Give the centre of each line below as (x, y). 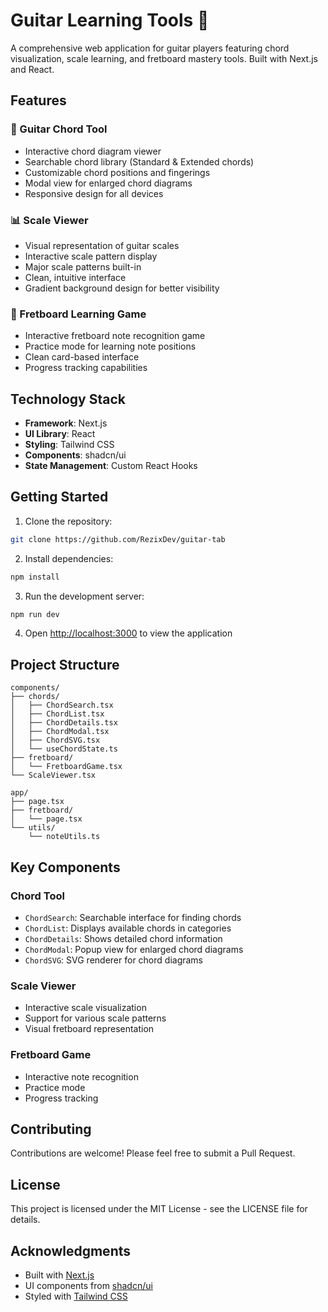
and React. (32, 69)
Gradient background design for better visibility (122, 288)
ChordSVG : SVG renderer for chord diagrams (114, 960)
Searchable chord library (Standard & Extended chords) (139, 161)
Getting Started (59, 497)
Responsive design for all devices (94, 193)
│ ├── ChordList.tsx (57, 714)
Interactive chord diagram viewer (93, 151)
